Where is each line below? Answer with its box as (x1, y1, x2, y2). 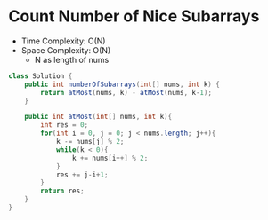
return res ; (40, 186, 85, 196)
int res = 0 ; (40, 121, 89, 130)
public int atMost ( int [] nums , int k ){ (24, 113, 173, 122)
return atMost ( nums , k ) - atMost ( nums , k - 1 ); (40, 88, 213, 97)
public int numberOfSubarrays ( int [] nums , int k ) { (24, 80, 220, 89)
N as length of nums (34, 54, 110, 65)
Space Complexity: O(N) (20, 44, 111, 55)
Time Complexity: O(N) (20, 35, 106, 46)
